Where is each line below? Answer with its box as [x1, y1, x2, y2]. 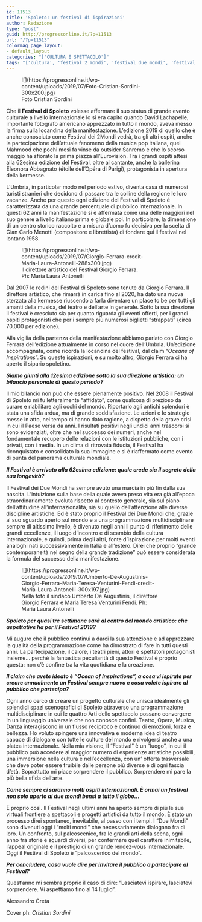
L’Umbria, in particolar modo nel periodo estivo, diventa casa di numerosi [6, 183, 188, 191]
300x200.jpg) [21, 89, 55, 96]
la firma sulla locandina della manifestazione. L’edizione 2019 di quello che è [6, 127, 196, 134]
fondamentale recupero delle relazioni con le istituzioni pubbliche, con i [6, 435, 184, 442]
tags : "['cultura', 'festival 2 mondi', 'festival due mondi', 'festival [6, 59, 196, 65]
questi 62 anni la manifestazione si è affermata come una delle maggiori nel [6, 209, 194, 216]
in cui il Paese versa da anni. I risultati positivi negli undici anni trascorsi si [6, 422, 190, 429]
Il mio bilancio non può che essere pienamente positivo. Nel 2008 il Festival [6, 390, 194, 397]
